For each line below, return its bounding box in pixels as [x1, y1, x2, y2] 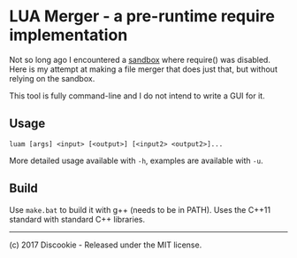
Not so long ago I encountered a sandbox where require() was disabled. [9, 54, 271, 65]
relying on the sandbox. [9, 73, 95, 83]
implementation [9, 25, 128, 45]
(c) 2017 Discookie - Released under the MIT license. [9, 239, 202, 250]
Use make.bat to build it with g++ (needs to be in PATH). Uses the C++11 [9, 204, 271, 215]
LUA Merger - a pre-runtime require [9, 6, 276, 27]
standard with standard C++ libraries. [9, 214, 146, 224]
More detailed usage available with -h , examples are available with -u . [9, 155, 263, 166]
